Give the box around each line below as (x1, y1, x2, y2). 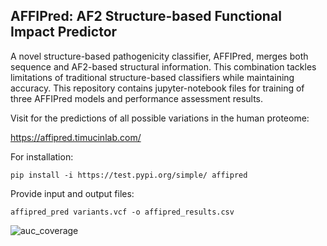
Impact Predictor (10, 24, 118, 41)
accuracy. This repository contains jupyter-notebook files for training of (10, 82, 305, 94)
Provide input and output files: (10, 187, 135, 199)
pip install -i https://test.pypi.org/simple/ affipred (10, 170, 248, 180)
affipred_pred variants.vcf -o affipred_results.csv (10, 207, 235, 217)
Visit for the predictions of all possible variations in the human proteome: (10, 112, 310, 124)
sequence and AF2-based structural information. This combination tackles (10, 60, 317, 73)
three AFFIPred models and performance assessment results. (10, 92, 264, 104)
